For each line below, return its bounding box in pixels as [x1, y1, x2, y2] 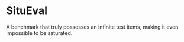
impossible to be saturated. [6, 29, 73, 36]
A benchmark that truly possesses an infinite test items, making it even [6, 23, 179, 30]
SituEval [6, 4, 47, 17]
